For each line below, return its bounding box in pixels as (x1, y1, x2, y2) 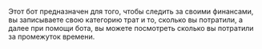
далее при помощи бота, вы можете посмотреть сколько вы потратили (8, 24, 254, 32)
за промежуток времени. (8, 32, 95, 41)
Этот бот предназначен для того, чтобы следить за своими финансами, (8, 7, 254, 16)
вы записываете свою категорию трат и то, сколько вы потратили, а (8, 15, 243, 24)
